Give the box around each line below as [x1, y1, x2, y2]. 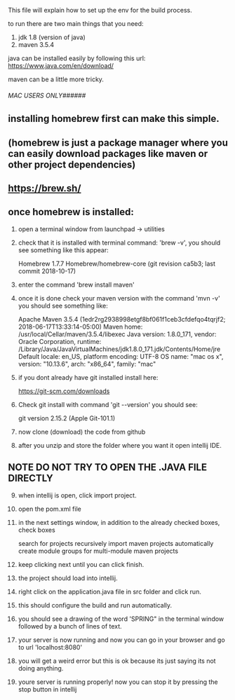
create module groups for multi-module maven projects [18, 547, 178, 555]
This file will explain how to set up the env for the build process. [8, 6, 192, 14]
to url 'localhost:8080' [18, 643, 83, 651]
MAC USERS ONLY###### [8, 91, 86, 99]
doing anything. [18, 664, 64, 672]
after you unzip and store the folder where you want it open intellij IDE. [18, 441, 222, 449]
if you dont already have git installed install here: [18, 373, 159, 381]
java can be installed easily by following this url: [8, 54, 146, 62]
